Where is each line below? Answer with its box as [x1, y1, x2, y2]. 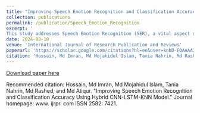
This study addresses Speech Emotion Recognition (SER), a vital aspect [6, 31, 190, 37]
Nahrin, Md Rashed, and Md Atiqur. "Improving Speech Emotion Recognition [6, 87, 193, 94]
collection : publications [6, 14, 70, 20]
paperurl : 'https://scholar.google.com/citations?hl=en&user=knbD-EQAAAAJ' [6, 48, 198, 54]
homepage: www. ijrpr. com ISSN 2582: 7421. [6, 99, 118, 107]
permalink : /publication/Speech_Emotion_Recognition [6, 20, 140, 26]
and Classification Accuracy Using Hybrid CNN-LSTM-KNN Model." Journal [6, 93, 192, 101]
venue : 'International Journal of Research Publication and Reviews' [6, 42, 183, 48]
